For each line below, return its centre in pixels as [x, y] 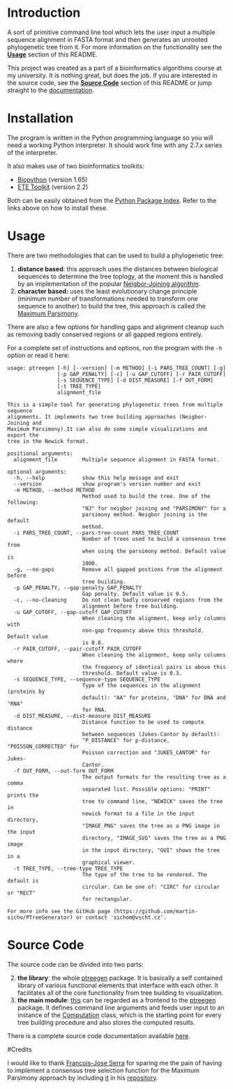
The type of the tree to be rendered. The [145, 874]
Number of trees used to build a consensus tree [154, 539]
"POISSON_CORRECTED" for [43, 746]
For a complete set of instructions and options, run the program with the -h [115, 347]
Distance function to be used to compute [143, 722]
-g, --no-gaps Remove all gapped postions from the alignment [118, 569]
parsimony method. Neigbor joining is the [145, 514]
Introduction [44, 13]
